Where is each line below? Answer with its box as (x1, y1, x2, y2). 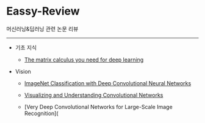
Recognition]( (24, 110, 59, 117)
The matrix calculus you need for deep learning (24, 56, 144, 63)
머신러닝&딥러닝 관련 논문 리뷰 (6, 25, 79, 32)
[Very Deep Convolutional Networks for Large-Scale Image (24, 103, 173, 110)
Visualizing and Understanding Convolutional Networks (24, 91, 164, 99)
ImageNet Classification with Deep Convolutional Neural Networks (24, 79, 192, 86)
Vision (15, 68, 32, 75)
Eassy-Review (6, 4, 81, 18)
